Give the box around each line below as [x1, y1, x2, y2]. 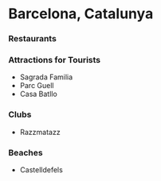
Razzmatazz [19, 127, 61, 137]
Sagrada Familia [19, 72, 73, 82]
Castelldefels [19, 165, 64, 175]
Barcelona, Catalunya [8, 5, 154, 23]
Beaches [8, 147, 43, 158]
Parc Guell [19, 81, 54, 90]
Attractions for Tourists [8, 55, 101, 66]
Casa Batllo [19, 89, 57, 99]
